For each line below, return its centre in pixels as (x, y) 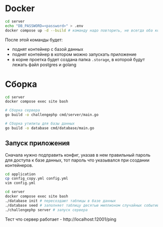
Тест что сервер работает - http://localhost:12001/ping (61, 219)
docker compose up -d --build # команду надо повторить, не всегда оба (79, 30)
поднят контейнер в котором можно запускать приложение (74, 54)
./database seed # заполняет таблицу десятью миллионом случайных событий (82, 205)
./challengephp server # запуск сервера (47, 210)
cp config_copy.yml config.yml (37, 178)
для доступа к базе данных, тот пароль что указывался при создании (77, 160)
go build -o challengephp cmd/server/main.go (52, 115)
